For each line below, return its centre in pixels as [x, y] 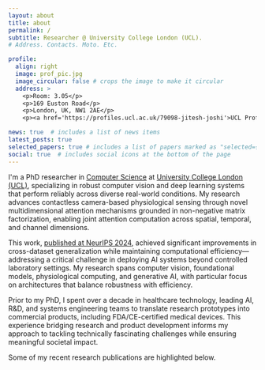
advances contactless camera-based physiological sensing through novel [128, 202]
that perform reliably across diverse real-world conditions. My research [124, 194]
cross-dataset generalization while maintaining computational [108, 251]
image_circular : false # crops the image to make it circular [119, 81]
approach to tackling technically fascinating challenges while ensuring [122, 334]
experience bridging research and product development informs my [118, 325]
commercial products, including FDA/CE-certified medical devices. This [125, 316]
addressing [26, 259]
